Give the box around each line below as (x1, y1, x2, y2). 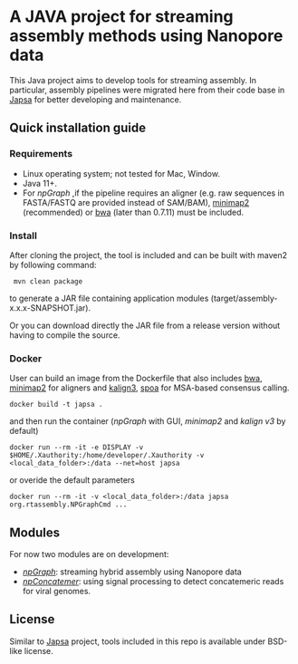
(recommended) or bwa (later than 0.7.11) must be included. (22, 207, 245, 217)
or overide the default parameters (9, 475, 136, 486)
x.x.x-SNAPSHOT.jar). (9, 302, 91, 313)
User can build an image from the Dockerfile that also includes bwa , (9, 373, 263, 384)
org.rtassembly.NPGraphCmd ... (9, 500, 128, 509)
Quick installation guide (9, 120, 147, 136)
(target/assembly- (210, 293, 278, 303)
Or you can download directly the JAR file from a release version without (9, 320, 281, 331)
